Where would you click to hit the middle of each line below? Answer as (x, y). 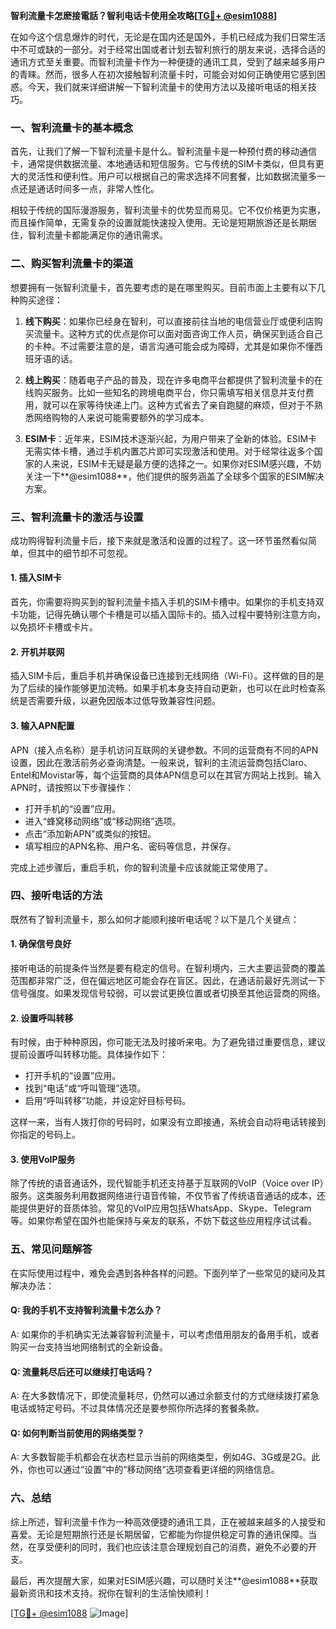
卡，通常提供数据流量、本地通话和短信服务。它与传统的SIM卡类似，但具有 (163, 164)
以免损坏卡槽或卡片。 (54, 627)
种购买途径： (36, 300)
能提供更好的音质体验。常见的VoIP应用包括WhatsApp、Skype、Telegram (161, 1208)
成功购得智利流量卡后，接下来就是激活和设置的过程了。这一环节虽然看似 (159, 540)
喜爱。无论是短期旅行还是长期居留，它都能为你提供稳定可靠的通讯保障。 (159, 1534)
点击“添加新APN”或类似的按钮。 (90, 833)
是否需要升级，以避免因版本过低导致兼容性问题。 (119, 701)
